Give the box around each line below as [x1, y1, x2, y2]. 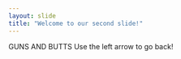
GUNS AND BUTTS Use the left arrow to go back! [8, 41, 174, 51]
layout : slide [8, 11, 57, 20]
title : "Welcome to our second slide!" [8, 19, 144, 27]
